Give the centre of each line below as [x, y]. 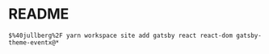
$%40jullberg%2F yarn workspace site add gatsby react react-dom [120, 35]
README [39, 14]
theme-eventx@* [34, 42]
